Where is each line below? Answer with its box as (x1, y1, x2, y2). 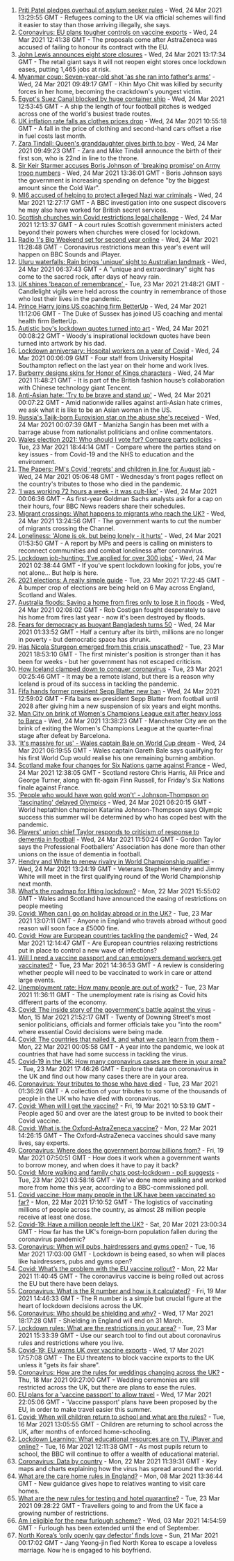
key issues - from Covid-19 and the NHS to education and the (17, 450, 194, 459)
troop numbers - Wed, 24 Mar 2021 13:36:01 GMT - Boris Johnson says (17, 169, 223, 177)
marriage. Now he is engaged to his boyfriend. (17, 1546, 151, 1554)
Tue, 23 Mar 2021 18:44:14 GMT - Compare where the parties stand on (17, 443, 221, 451)
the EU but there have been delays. (17, 1279, 119, 1288)
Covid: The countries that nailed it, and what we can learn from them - (17, 1035, 219, 1043)
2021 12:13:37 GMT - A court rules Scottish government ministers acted (17, 221, 223, 229)
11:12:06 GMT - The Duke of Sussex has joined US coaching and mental (17, 309, 223, 318)
